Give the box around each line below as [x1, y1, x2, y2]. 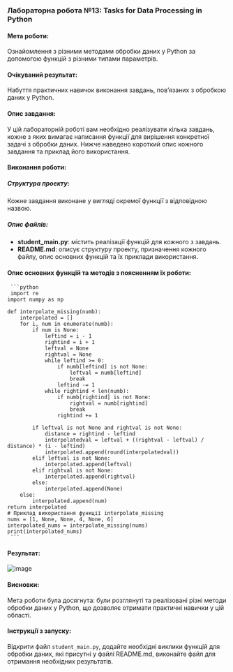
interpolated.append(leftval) [44, 461, 133, 468]
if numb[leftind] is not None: [57, 364, 149, 371]
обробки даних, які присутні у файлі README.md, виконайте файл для [7, 650, 216, 658]
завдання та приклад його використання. [7, 147, 130, 156]
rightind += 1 [57, 412, 98, 419]
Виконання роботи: [7, 163, 67, 172]
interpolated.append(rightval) [44, 473, 136, 480]
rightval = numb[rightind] [69, 400, 149, 407]
